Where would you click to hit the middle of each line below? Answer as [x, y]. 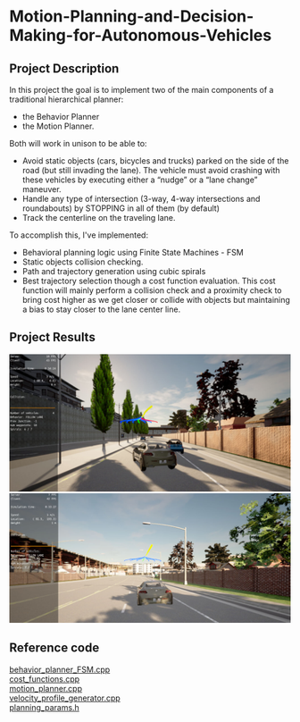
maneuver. [42, 189]
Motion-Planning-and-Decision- [132, 17]
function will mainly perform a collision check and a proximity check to [152, 290]
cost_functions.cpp [45, 679]
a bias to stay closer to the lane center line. [101, 309]
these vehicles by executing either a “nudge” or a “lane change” [140, 180]
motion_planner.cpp [46, 688]
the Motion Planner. [58, 126]
